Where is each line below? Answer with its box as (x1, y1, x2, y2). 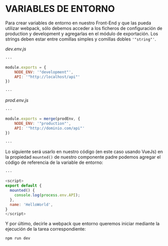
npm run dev (5, 236, 30, 241)
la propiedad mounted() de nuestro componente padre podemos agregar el (5, 154, 161, 160)
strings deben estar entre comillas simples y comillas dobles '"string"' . (5, 36, 156, 42)
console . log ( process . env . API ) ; (14, 192, 80, 198)
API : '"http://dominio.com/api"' (14, 125, 85, 131)
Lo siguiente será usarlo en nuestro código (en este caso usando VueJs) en (5, 149, 163, 155)
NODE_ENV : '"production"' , (14, 121, 71, 126)
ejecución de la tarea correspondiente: (5, 226, 86, 232)
